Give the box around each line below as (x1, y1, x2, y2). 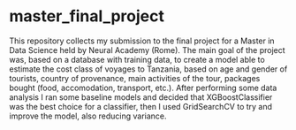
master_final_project (9, 6, 165, 27)
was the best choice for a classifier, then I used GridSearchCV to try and (9, 101, 272, 111)
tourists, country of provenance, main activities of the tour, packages (9, 73, 261, 83)
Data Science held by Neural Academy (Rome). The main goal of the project (9, 44, 285, 55)
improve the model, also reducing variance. (9, 111, 167, 121)
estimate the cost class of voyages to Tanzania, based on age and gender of (9, 64, 288, 74)
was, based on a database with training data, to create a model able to (9, 54, 265, 65)
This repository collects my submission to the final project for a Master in (9, 35, 276, 46)
